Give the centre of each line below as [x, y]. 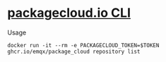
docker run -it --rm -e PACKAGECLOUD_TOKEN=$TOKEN [83, 45]
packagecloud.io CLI [69, 13]
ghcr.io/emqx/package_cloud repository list [74, 51]
